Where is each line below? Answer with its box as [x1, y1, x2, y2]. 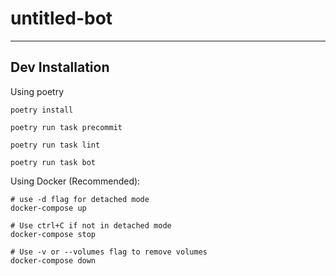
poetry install [10, 105, 74, 115]
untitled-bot [10, 7, 113, 30]
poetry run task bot [10, 157, 97, 167]
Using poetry [10, 85, 65, 97]
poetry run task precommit [10, 122, 123, 132]
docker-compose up [10, 203, 87, 213]
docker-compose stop [10, 229, 97, 239]
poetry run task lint [10, 140, 101, 150]
